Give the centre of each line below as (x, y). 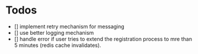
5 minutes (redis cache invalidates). (58, 45)
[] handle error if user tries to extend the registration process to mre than (103, 39)
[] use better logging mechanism (54, 32)
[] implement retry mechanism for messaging (69, 26)
